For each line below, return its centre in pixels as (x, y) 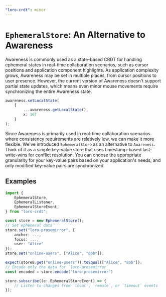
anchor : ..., (28, 235)
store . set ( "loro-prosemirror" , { (40, 230)
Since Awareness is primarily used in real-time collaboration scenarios (78, 133)
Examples (21, 181)
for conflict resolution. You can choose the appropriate (85, 155)
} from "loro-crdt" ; (27, 212)
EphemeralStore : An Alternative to (75, 34)
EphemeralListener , (35, 202)
